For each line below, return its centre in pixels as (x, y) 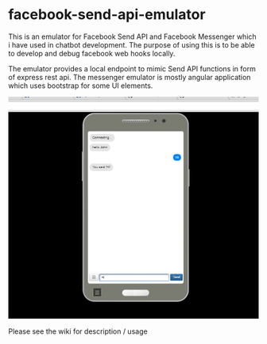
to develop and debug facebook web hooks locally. (92, 53)
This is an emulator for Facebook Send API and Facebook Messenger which (132, 36)
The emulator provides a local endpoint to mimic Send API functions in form (132, 68)
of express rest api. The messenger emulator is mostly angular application (130, 77)
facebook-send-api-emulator (107, 15)
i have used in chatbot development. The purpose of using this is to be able (132, 44)
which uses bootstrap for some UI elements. (81, 86)
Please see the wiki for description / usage (78, 331)
